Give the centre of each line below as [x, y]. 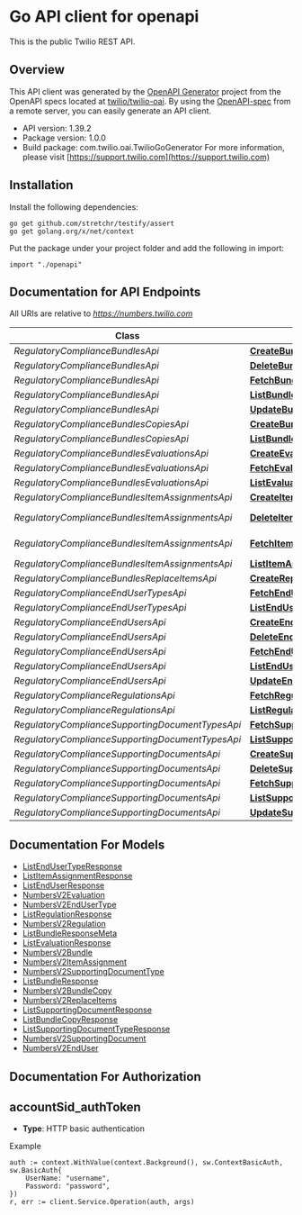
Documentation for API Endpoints [105, 291]
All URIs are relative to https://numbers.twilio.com [101, 313]
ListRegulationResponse [67, 914]
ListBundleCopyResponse [70, 1020]
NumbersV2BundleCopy [67, 991]
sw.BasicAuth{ [36, 1171]
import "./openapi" [46, 264]
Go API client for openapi [104, 17]
